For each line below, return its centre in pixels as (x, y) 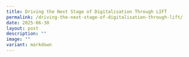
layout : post (22, 28)
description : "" (26, 34)
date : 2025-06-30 (28, 23)
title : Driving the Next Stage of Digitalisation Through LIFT (87, 12)
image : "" (19, 39)
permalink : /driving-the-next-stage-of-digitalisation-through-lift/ (95, 17)
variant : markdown (29, 45)
